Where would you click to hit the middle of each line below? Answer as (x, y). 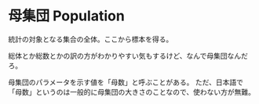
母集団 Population (67, 16)
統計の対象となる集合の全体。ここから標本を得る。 (91, 39)
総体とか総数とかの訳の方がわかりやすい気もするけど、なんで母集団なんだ (128, 56)
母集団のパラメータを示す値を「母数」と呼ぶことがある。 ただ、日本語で (126, 82)
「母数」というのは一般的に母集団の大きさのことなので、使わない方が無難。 (132, 91)
